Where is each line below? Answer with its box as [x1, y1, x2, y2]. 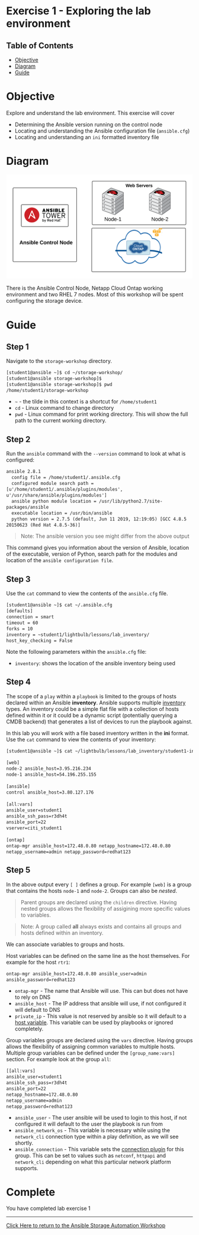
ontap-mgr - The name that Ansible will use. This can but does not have [14, 987, 188, 994]
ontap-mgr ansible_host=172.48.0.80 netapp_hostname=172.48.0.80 [6, 843, 171, 849]
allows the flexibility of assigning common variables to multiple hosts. [6, 1043, 176, 1050]
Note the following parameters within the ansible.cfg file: [6, 648, 147, 656]
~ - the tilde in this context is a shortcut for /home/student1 [14, 398, 157, 405]
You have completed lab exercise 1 [6, 1205, 91, 1212]
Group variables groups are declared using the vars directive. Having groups [6, 1036, 193, 1043]
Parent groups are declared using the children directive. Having [20, 898, 177, 905]
